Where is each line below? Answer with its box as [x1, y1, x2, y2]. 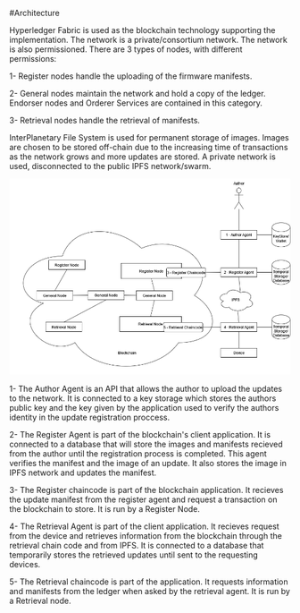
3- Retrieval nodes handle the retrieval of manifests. [9, 115, 201, 125]
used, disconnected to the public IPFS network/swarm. [9, 161, 212, 171]
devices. [9, 558, 41, 569]
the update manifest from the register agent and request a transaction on [9, 494, 278, 505]
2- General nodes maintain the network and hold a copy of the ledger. [9, 89, 266, 98]
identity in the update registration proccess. [9, 412, 171, 422]
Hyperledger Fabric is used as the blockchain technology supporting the [9, 25, 276, 35]
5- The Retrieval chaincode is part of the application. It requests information [9, 576, 288, 587]
